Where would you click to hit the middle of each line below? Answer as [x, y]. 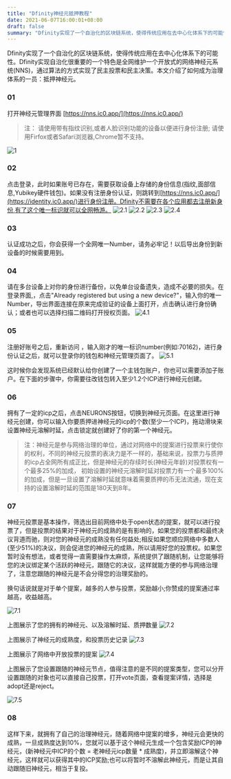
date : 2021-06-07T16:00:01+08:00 [55, 20]
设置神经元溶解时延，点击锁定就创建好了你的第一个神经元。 [91, 430]
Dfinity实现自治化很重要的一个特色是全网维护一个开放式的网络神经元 [116, 62]
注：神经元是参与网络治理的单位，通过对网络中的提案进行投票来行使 [120, 445]
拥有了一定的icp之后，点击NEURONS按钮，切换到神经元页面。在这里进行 [111, 413]
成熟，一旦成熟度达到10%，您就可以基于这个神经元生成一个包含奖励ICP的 [112, 742]
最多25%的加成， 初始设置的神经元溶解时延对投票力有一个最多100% [127, 471]
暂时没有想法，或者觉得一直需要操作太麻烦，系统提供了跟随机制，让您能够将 [115, 556]
